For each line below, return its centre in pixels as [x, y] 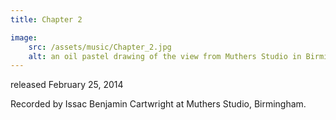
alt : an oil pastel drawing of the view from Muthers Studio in [165, 56]
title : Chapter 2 [46, 19]
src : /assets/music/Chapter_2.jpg [100, 47]
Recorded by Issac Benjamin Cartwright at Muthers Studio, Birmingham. [158, 104]
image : [24, 37]
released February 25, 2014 [67, 85]
